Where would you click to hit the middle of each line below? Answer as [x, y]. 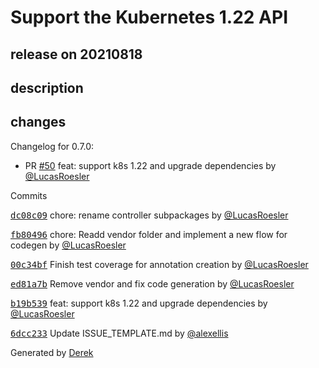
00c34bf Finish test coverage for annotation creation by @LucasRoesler [159, 264]
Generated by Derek [52, 352]
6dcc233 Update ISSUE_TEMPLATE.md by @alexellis [119, 333]
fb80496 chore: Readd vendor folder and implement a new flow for [149, 234]
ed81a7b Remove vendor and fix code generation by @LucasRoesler [152, 283]
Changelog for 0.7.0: [52, 146]
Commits [29, 195]
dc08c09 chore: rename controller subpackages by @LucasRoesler [149, 215]
